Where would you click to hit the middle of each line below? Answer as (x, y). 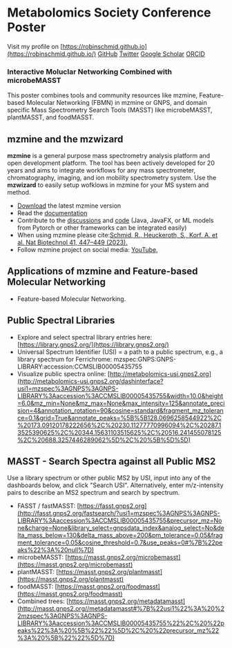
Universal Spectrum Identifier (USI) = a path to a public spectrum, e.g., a (120, 352)
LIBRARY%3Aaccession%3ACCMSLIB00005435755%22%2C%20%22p (120, 623)
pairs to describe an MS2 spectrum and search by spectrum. (94, 493)
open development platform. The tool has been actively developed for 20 (111, 163)
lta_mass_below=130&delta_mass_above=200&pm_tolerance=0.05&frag (120, 536)
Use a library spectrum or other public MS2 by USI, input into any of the (109, 478)
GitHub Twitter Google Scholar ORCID (152, 54)
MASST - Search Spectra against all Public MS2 (112, 461)
